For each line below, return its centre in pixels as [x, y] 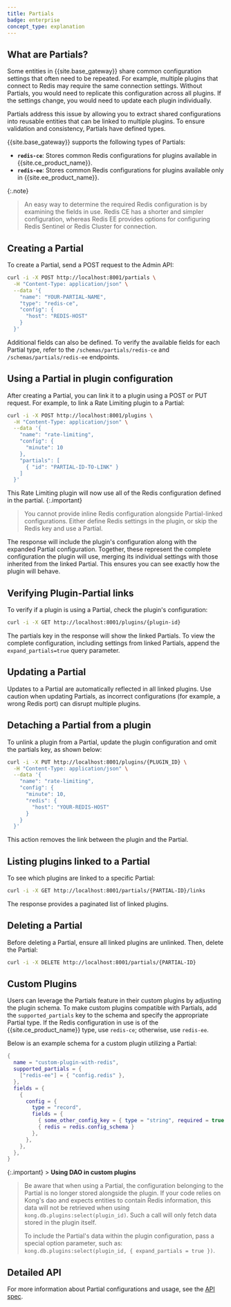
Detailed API [34, 1272]
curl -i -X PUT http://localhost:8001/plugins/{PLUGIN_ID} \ [97, 762]
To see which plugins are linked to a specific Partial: [81, 878]
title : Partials [30, 13]
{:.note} [18, 191]
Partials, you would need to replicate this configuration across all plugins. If [114, 93]
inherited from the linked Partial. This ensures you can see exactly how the [113, 564]
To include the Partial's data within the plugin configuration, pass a [119, 1236]
